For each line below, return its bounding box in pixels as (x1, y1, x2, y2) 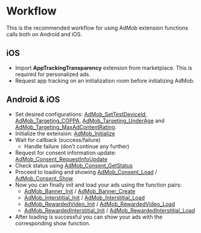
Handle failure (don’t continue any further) (24, 142, 130, 150)
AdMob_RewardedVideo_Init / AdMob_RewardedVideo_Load (24, 200, 176, 208)
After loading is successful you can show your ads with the (15, 213, 163, 220)
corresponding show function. (15, 219, 91, 227)
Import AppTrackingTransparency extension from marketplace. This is (15, 64, 193, 71)
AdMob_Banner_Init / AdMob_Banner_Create (24, 187, 136, 194)
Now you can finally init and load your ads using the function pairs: (15, 181, 182, 188)
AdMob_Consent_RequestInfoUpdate (15, 155, 108, 162)
